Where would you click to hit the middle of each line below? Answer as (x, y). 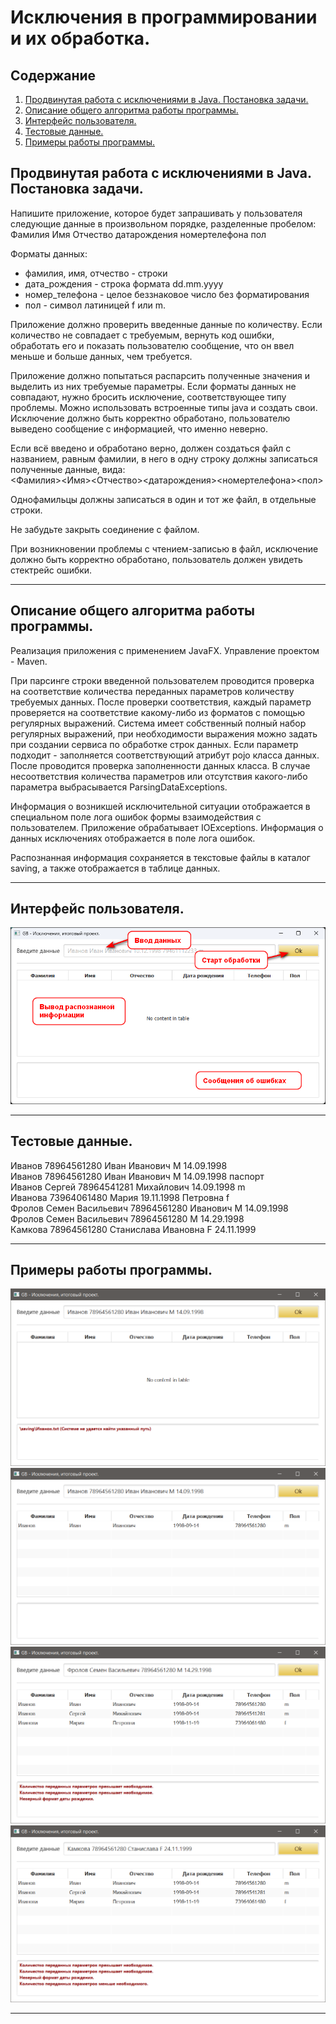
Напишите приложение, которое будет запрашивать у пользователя (156, 213)
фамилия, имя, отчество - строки (96, 273)
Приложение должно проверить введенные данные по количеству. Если (166, 324)
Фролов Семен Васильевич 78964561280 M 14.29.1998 (127, 1218)
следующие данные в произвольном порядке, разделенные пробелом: (163, 223)
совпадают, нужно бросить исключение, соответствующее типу (148, 397)
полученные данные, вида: (68, 469)
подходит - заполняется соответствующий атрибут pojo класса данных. (165, 755)
